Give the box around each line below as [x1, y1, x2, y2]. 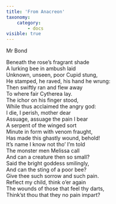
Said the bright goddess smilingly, [6, 160, 89, 167]
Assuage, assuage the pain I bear [6, 115, 88, 123]
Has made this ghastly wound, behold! [6, 134, 101, 142]
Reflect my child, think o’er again [6, 179, 86, 186]
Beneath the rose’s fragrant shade [6, 59, 90, 66]
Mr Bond [6, 47, 28, 54]
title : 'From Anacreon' [6, 8, 65, 15]
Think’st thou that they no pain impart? [6, 192, 101, 199]
